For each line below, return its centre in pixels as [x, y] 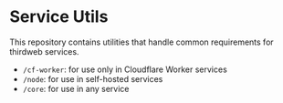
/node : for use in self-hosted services [93, 78]
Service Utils [59, 17]
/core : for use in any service [76, 88]
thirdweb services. [44, 51]
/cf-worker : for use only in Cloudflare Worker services [125, 69]
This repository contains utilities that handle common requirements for [141, 42]
